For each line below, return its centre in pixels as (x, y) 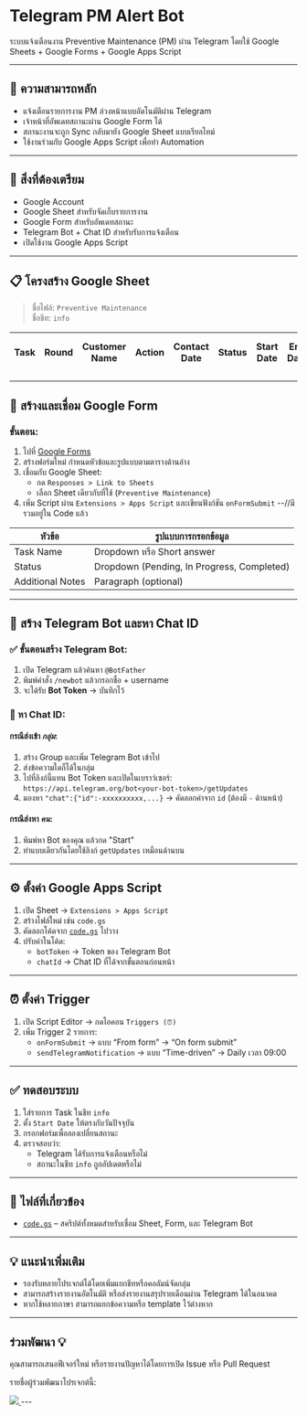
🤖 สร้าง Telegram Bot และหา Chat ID (104, 624)
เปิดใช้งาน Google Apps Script (75, 242)
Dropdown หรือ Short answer (155, 552)
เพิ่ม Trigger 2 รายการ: (60, 1032)
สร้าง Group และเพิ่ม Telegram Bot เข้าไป (91, 757)
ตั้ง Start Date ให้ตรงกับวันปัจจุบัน (79, 1122)
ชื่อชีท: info (51, 318)
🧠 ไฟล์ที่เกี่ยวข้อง (47, 1202)
